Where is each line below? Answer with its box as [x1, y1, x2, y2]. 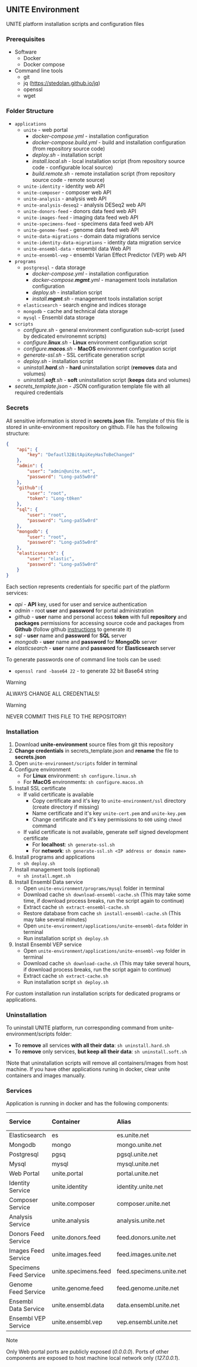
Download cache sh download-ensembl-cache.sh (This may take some [23, 891, 191, 898]
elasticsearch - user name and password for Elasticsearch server [14, 644, 176, 651]
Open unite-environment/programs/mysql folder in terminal [23, 884, 165, 892]
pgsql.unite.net [116, 1150, 158, 1159]
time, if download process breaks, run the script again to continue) [23, 897, 185, 904]
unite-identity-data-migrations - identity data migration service [23, 239, 181, 246]
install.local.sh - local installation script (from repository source [32, 158, 185, 165]
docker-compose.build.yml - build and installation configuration [32, 139, 186, 146]
